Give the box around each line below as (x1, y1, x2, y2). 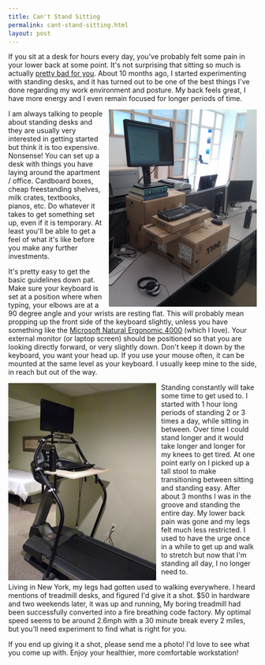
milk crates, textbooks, (8, 193, 83, 203)
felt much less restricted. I (161, 525, 246, 535)
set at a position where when (8, 292, 103, 301)
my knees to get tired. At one (161, 450, 255, 459)
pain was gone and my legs (161, 517, 251, 526)
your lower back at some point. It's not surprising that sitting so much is (8, 60, 241, 70)
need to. (161, 567, 188, 577)
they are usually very (8, 126, 77, 136)
